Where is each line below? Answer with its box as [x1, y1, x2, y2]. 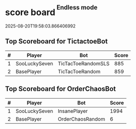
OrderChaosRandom [58, 115, 106, 122]
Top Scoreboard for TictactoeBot [5, 37, 108, 46]
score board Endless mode [5, 3, 98, 18]
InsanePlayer [58, 107, 88, 114]
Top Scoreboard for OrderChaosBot [5, 85, 116, 93]
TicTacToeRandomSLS [58, 60, 109, 67]
